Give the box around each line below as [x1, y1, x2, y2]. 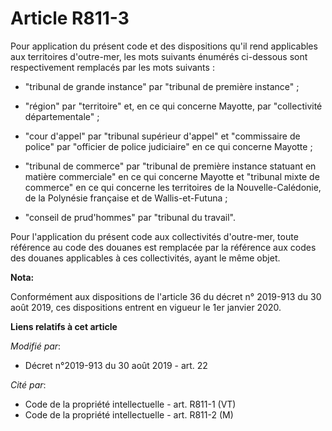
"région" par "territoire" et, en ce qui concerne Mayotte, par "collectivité [24, 100, 323, 112]
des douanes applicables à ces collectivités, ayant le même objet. [10, 252, 281, 264]
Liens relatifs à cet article [10, 320, 118, 332]
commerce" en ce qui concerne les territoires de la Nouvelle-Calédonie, [24, 181, 322, 193]
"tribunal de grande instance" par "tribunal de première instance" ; [24, 80, 300, 92]
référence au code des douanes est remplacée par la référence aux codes [10, 241, 317, 253]
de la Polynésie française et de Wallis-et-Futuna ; [24, 192, 228, 204]
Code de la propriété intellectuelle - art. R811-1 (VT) [24, 398, 237, 410]
